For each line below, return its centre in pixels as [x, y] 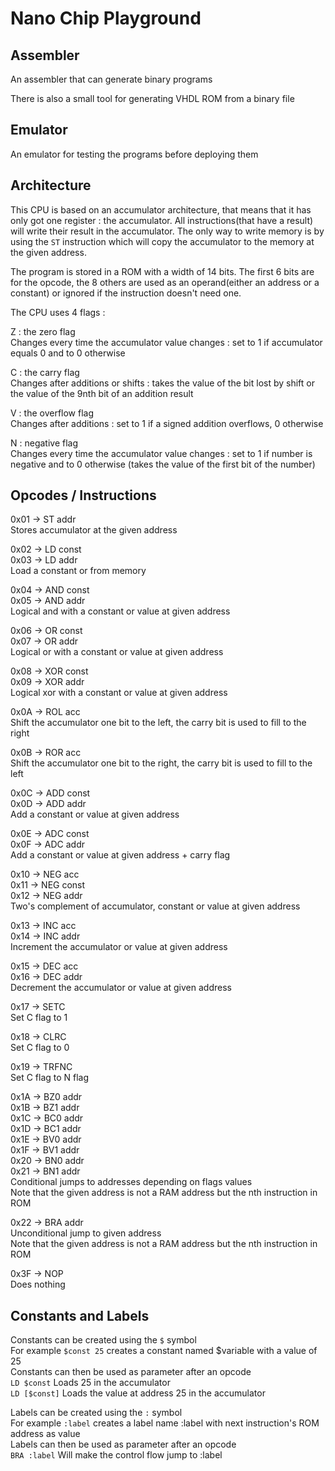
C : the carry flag [45, 372]
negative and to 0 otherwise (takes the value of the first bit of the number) [163, 464]
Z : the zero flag [43, 331]
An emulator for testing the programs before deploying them [134, 154]
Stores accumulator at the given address [94, 530]
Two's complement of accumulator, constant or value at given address [155, 906]
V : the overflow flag [52, 413]
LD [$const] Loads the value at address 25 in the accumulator [138, 1393]
